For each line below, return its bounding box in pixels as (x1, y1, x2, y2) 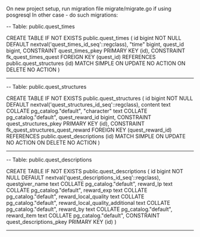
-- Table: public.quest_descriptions (6, 156, 92, 163)
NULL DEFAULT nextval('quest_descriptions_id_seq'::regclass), (6, 174, 161, 181)
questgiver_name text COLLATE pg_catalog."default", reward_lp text (6, 180, 173, 187)
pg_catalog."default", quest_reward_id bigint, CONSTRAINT (6, 114, 152, 121)
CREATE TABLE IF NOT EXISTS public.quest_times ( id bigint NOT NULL (6, 35, 182, 41)
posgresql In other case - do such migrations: (6, 11, 118, 18)
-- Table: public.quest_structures (6, 83, 87, 90)
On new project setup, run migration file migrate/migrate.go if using (6, 5, 171, 12)
